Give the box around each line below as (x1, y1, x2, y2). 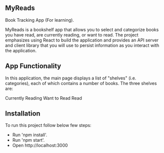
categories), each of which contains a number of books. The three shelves (5, 80, 157, 86)
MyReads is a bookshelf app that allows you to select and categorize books (5, 27, 159, 33)
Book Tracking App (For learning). (5, 17, 74, 23)
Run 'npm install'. (12, 132, 47, 138)
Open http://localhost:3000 (12, 143, 68, 149)
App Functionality (5, 62, 61, 71)
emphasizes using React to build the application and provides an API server (5, 37, 159, 43)
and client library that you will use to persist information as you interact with (5, 42, 160, 48)
